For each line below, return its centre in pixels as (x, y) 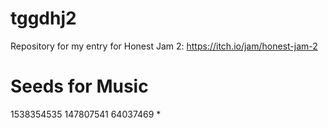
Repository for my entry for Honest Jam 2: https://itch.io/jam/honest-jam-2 (164, 46)
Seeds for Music (79, 86)
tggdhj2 (43, 18)
